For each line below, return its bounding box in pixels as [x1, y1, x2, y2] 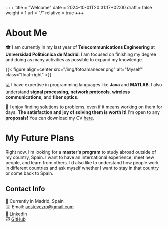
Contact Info [5, 185, 45, 193]
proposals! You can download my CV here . [5, 115, 94, 121]
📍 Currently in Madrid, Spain [5, 198, 64, 204]
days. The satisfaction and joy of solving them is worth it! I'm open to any [5, 109, 160, 115]
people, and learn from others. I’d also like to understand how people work [5, 159, 159, 165]
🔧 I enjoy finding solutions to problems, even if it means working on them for [5, 104, 163, 110]
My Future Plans [5, 133, 74, 144]
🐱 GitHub [5, 216, 26, 222]
